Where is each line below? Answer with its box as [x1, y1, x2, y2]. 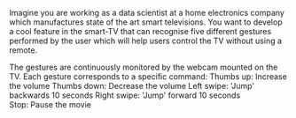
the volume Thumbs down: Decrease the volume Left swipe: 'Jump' [9, 81, 255, 91]
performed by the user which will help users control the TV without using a [9, 35, 282, 46]
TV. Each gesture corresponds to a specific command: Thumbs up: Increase [9, 71, 288, 82]
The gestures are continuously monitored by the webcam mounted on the [9, 62, 278, 72]
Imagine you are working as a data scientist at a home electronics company [9, 8, 285, 18]
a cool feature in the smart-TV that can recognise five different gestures [9, 26, 272, 36]
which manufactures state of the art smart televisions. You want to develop [9, 17, 283, 27]
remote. [9, 45, 38, 55]
